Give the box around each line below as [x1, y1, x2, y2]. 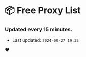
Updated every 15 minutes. [5, 26, 73, 33]
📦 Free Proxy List [5, 5, 81, 16]
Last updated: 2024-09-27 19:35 [12, 37, 79, 43]
